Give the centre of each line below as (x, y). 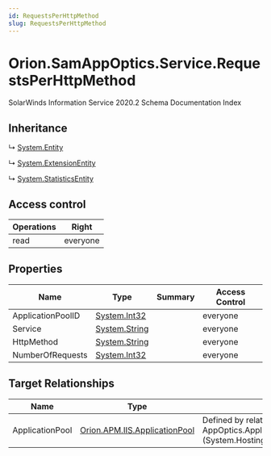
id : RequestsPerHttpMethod (54, 16)
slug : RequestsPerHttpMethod (57, 23)
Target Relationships (61, 384)
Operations (34, 227)
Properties (35, 269)
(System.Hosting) (236, 440)
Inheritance (38, 128)
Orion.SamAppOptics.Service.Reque (134, 63)
